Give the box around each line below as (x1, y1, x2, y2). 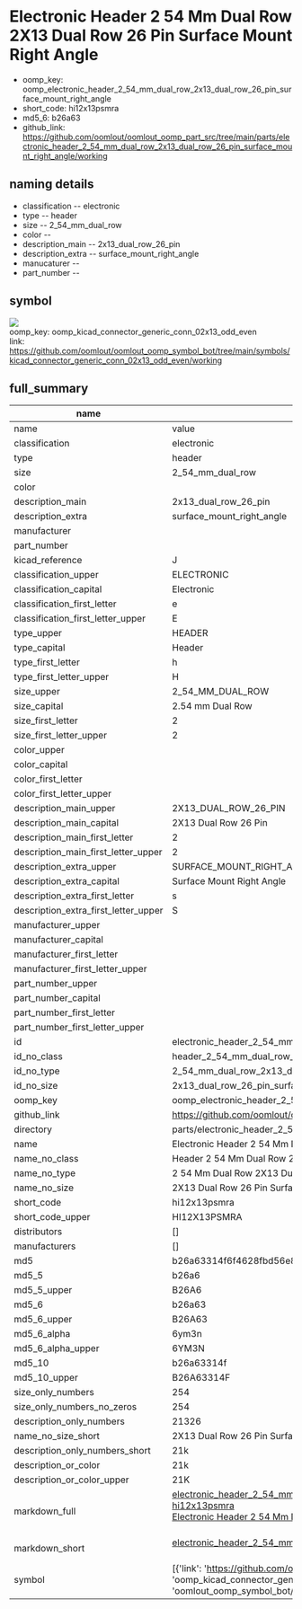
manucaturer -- (22, 258, 80, 269)
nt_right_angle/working (22, 150, 108, 161)
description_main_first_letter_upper (13, 846, 164, 859)
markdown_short (13, 1543, 85, 1555)
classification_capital (13, 583, 102, 596)
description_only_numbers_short (13, 1445, 151, 1457)
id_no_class (13, 1050, 63, 1063)
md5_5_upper (13, 1284, 73, 1296)
